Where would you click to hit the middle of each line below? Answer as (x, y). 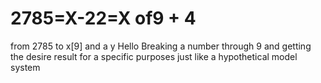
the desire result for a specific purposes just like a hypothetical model (154, 56)
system (25, 67)
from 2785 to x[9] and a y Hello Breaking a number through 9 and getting (161, 46)
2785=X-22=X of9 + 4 (103, 18)
